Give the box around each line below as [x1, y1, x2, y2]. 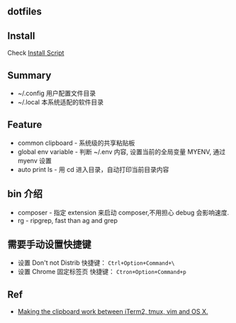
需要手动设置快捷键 [7, 239, 91, 251]
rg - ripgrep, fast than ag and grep [17, 216, 118, 224]
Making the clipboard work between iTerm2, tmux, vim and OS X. [17, 307, 208, 316]
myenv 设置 [17, 156, 52, 165]
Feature [7, 119, 43, 131]
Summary [7, 69, 52, 81]
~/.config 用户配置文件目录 [17, 89, 96, 98]
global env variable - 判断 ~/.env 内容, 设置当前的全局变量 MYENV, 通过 [17, 147, 225, 155]
